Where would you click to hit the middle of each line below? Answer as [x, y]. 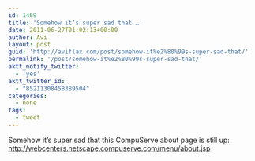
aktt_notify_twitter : [44, 67]
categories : [28, 96]
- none [26, 103]
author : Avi [28, 37]
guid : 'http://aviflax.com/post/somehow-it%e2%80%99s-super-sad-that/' [128, 52]
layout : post [30, 45]
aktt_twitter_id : [37, 81]
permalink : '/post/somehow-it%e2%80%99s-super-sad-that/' [105, 60]
